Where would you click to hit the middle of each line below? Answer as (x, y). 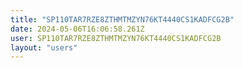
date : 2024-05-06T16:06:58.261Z (77, 29)
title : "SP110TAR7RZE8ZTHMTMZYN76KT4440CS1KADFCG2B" (122, 19)
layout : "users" (44, 47)
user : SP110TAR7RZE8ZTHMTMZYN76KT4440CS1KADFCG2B (116, 38)
